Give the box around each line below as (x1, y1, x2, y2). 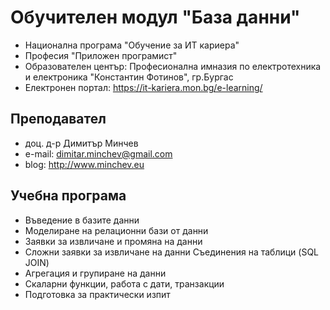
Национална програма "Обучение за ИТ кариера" (24, 39, 240, 51)
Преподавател (10, 111, 107, 128)
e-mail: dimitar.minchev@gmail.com (24, 147, 173, 160)
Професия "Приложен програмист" (24, 49, 178, 61)
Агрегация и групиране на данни (24, 267, 167, 279)
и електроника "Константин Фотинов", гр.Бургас (24, 71, 234, 83)
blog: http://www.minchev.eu (24, 158, 145, 170)
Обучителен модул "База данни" (10, 6, 301, 29)
